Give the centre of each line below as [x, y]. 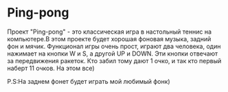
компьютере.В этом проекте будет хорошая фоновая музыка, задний [109, 38]
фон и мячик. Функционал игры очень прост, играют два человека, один [114, 46]
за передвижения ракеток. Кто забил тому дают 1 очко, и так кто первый [114, 60]
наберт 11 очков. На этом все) [51, 68]
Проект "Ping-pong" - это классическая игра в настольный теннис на [109, 32]
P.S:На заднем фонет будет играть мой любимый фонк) [89, 81]
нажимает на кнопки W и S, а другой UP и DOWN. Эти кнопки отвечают [113, 54]
